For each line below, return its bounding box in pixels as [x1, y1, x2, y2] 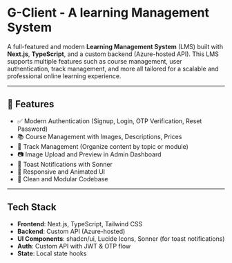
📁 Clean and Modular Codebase [17, 174, 108, 183]
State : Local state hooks [17, 249, 87, 257]
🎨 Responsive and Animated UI [17, 167, 106, 176]
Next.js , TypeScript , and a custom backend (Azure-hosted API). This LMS [7, 50, 220, 58]
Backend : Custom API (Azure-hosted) [17, 227, 126, 235]
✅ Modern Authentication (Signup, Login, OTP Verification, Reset [17, 116, 202, 125]
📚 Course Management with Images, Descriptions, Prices [17, 132, 182, 140]
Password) [17, 125, 48, 133]
